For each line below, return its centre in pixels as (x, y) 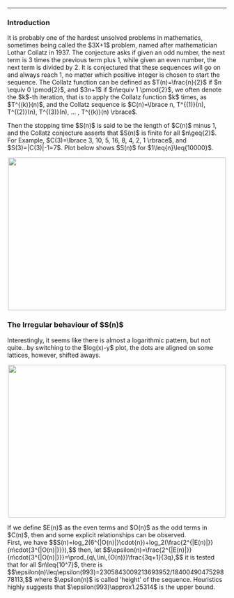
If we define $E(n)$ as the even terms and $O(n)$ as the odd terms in (107, 527)
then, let (89, 550)
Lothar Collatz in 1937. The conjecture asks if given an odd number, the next (116, 52)
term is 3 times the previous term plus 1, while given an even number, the (112, 60)
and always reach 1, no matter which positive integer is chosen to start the (114, 75)
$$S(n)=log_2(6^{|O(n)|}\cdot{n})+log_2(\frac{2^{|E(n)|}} (131, 542)
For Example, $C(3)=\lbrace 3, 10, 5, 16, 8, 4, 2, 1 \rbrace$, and (97, 140)
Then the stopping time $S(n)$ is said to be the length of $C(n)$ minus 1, (112, 126)
